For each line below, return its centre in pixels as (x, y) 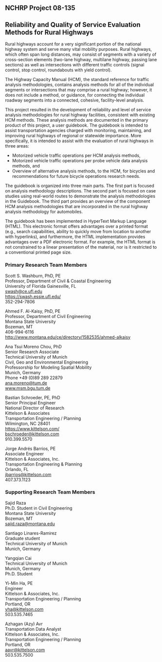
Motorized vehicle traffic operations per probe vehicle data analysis (80, 161)
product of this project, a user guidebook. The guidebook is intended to (77, 125)
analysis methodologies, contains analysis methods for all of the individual (80, 85)
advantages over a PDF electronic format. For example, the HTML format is (80, 242)
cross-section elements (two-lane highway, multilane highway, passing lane (81, 60)
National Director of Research (35, 408)
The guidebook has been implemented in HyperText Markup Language (76, 221)
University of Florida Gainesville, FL (41, 286)
